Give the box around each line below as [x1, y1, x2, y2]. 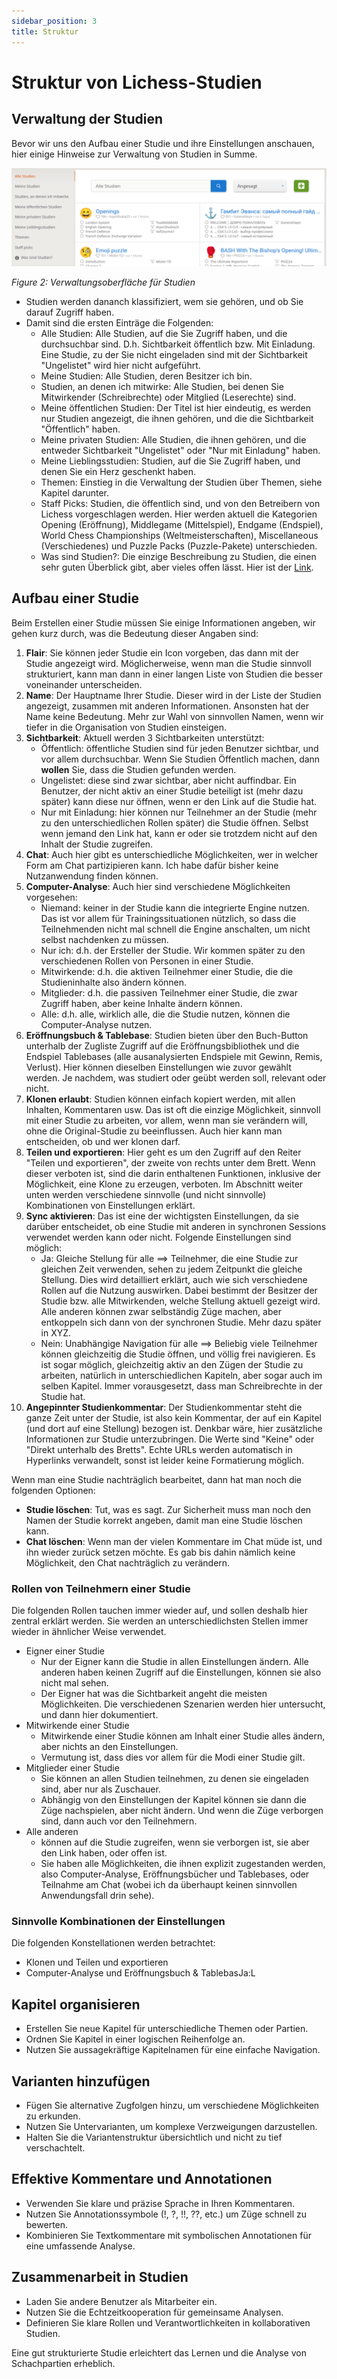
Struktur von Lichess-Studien [11, 71, 263, 94]
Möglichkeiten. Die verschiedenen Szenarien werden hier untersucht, [40, 1698, 326, 1710]
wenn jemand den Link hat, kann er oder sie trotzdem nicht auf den [40, 827, 318, 839]
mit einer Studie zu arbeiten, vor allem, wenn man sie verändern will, [25, 1114, 308, 1126]
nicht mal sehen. [40, 1677, 109, 1689]
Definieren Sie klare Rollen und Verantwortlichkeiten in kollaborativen [25, 2316, 311, 2329]
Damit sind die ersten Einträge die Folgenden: [25, 317, 214, 329]
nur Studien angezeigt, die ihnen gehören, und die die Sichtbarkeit [40, 413, 314, 424]
